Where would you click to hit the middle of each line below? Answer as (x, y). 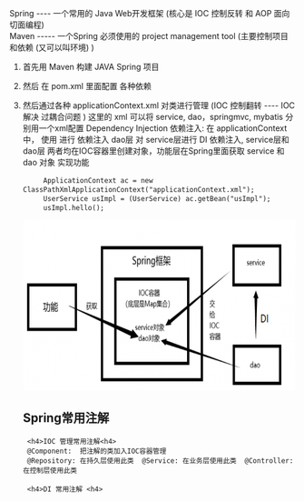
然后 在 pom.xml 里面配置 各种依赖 (87, 86)
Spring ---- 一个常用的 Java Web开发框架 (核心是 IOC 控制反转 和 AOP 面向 (150, 13)
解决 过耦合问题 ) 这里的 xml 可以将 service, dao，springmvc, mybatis (153, 117)
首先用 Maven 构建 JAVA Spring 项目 (91, 67)
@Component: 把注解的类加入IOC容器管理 (97, 451)
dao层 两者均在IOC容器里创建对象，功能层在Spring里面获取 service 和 (153, 151)
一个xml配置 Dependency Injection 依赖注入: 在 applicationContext (163, 128)
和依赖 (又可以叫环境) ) (52, 47)
